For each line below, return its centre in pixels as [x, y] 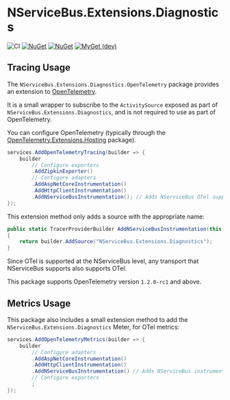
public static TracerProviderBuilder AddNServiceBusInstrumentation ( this [115, 229]
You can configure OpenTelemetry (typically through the [87, 132]
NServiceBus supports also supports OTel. [67, 268]
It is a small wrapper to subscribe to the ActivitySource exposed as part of [112, 105]
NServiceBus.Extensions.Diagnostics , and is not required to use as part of [111, 112]
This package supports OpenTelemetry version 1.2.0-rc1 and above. [104, 282]
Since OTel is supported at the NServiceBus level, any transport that [103, 261]
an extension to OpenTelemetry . [52, 91]
